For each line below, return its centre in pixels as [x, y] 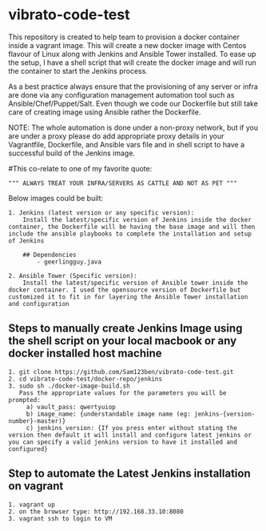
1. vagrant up [32, 505]
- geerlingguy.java [69, 262]
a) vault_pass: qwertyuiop [71, 407]
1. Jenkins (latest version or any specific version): [101, 213]
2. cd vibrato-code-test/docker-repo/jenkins [85, 379]
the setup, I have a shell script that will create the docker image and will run [133, 62]
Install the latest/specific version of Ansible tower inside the [135, 283]
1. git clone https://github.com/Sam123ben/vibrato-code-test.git [121, 372]
